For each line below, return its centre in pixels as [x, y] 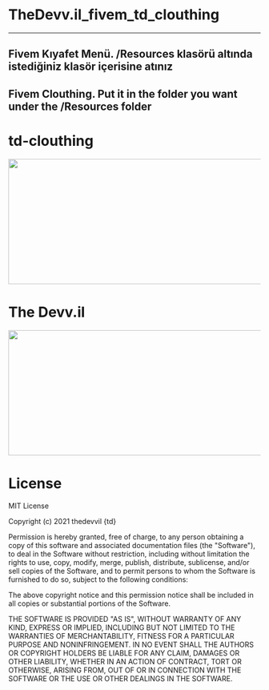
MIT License [29, 506]
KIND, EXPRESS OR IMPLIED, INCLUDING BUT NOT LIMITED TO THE [122, 627]
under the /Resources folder [80, 106]
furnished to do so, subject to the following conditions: [98, 579]
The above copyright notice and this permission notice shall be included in [131, 595]
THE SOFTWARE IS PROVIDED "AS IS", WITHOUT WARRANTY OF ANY [125, 619]
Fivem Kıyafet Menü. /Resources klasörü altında [131, 54]
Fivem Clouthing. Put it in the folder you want [123, 94]
